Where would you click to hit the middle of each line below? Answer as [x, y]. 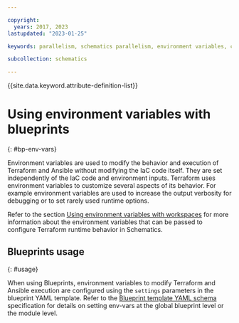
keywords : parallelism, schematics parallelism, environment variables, [117, 46]
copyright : [23, 20]
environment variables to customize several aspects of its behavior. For [112, 186]
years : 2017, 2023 [41, 27]
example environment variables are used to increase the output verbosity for [119, 194]
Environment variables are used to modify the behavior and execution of [113, 163]
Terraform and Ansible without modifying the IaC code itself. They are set [115, 171]
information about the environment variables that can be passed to [105, 222]
